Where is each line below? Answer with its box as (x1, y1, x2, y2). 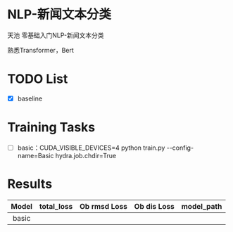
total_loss (39, 201, 73, 211)
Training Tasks (7, 120, 96, 136)
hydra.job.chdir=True (55, 151, 117, 160)
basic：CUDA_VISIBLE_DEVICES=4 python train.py (17, 143, 165, 152)
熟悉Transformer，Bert (7, 46, 74, 54)
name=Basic (17, 151, 54, 160)
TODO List (7, 71, 68, 87)
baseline (17, 94, 43, 103)
